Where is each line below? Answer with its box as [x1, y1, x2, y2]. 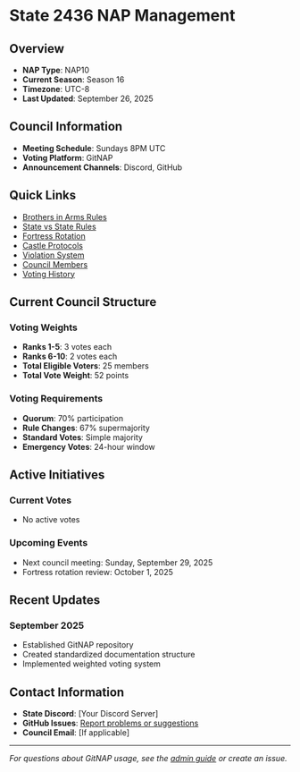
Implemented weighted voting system [21, 658, 161, 669]
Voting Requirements [9, 393, 104, 405]
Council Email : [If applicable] [21, 727, 130, 738]
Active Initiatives [9, 467, 105, 482]
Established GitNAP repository [21, 640, 134, 650]
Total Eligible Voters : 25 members [21, 361, 149, 371]
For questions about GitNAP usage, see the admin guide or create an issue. [9, 753, 287, 764]
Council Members [21, 259, 88, 269]
